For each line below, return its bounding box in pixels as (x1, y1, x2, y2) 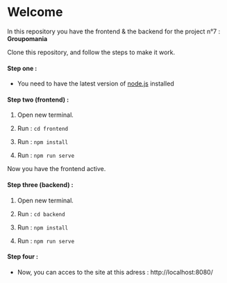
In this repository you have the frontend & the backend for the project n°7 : (7, 27, 221, 35)
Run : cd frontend (17, 124, 69, 133)
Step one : (7, 64, 37, 72)
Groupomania (7, 34, 48, 42)
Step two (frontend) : (7, 95, 69, 104)
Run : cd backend (17, 209, 65, 218)
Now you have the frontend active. (7, 165, 106, 173)
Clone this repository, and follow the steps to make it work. (7, 48, 176, 56)
